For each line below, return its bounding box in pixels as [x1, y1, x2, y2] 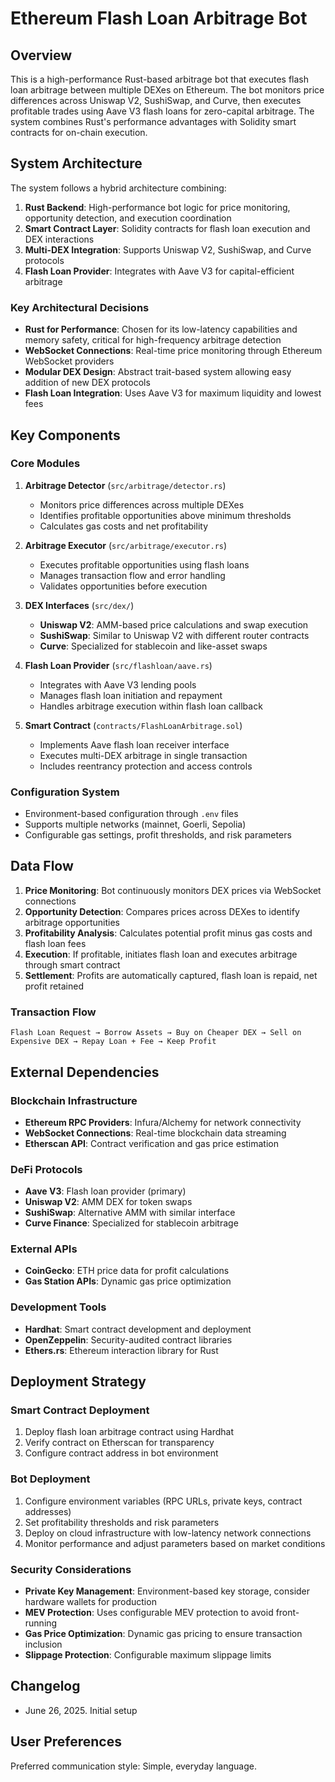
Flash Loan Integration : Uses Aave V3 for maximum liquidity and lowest [24, 387, 322, 399]
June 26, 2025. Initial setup [24, 1704, 138, 1716]
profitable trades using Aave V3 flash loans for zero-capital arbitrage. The [10, 105, 315, 117]
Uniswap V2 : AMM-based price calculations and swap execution [39, 618, 309, 631]
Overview [10, 47, 73, 64]
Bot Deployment [10, 1472, 91, 1486]
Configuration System [10, 785, 120, 799]
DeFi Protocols [10, 1162, 83, 1176]
